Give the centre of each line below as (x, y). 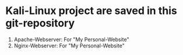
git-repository (40, 23)
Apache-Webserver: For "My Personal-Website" (71, 39)
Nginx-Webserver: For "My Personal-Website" (69, 46)
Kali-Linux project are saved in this (91, 11)
